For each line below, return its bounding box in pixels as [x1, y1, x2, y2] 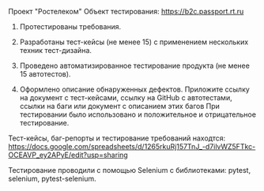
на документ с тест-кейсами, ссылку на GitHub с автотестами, [19, 93, 232, 102]
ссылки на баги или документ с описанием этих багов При [19, 102, 220, 110]
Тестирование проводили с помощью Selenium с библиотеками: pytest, [8, 166, 251, 174]
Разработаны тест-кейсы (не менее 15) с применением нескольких [19, 37, 249, 47]
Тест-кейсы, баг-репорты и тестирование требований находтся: [8, 133, 226, 143]
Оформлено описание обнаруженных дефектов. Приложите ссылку [19, 84, 251, 94]
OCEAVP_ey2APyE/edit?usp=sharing [8, 150, 128, 159]
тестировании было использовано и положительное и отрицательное [19, 110, 257, 119]
